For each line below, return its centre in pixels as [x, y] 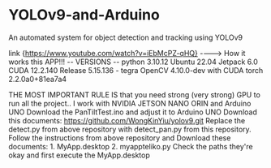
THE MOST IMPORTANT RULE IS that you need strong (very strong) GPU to [135, 94]
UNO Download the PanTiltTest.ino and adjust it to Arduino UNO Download [133, 112]
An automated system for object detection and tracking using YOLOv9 [126, 37]
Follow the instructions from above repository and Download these [120, 138]
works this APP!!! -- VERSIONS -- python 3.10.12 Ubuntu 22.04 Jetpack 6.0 [133, 62]
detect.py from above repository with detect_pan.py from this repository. [130, 129]
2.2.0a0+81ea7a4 [38, 79]
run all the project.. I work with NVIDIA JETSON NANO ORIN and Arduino [130, 103]
